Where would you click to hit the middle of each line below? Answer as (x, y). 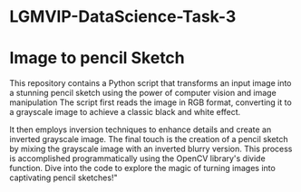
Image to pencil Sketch (97, 58)
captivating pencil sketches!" (63, 178)
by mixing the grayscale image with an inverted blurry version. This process (151, 149)
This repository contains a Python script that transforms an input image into (150, 83)
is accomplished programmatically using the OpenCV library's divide (137, 158)
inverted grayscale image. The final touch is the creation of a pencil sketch (149, 139)
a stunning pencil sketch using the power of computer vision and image (143, 93)
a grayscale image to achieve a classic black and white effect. (125, 112)
